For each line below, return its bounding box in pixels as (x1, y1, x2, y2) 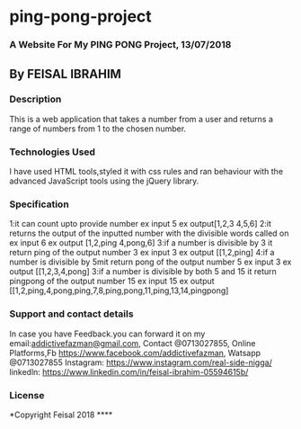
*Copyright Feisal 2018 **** (9, 409, 113, 420)
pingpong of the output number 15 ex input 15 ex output (9, 276, 215, 287)
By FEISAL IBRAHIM (9, 66, 121, 82)
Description (9, 93, 62, 105)
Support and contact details (9, 308, 134, 320)
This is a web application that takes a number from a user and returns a (9, 113, 274, 124)
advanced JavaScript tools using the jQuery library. (9, 175, 199, 186)
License (9, 389, 45, 401)
